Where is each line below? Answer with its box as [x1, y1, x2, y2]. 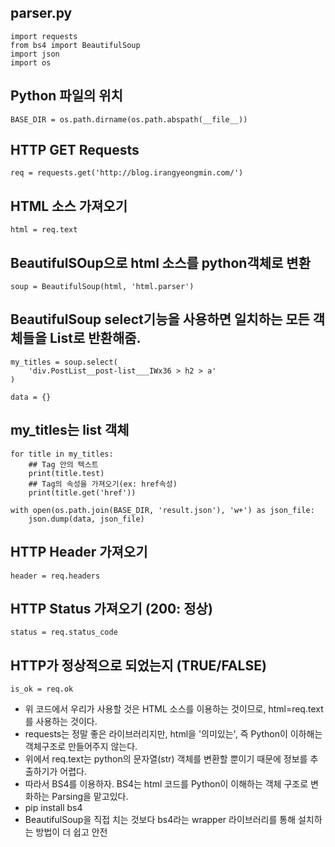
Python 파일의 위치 [10, 87, 123, 105]
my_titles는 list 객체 [10, 422, 130, 439]
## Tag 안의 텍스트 [28, 459, 99, 470]
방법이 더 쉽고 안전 [35, 826, 108, 838]
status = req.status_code [10, 627, 118, 638]
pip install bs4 [24, 802, 83, 814]
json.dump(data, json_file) [28, 514, 145, 524]
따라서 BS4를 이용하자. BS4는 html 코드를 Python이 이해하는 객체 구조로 [24, 778, 309, 790]
